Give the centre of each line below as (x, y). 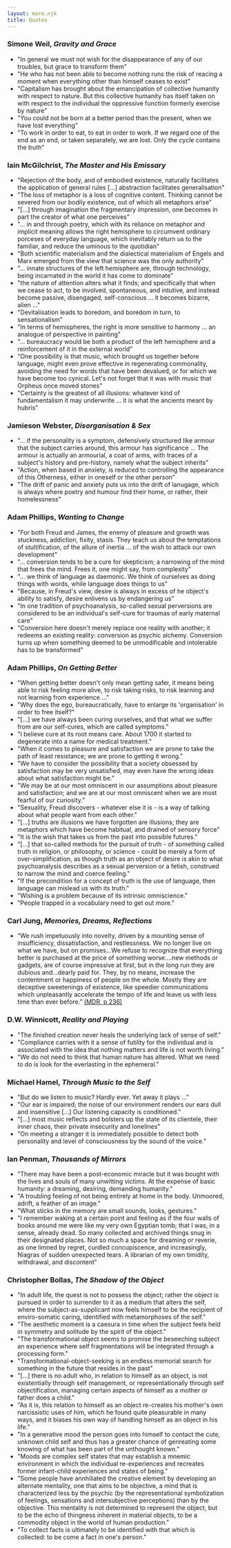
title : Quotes (28, 20)
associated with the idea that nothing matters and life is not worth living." (121, 1049)
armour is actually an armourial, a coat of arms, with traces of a (107, 455)
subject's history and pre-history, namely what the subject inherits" (113, 463)
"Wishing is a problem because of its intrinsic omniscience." (102, 895)
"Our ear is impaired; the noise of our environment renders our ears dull (119, 1104)
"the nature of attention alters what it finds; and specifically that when (116, 283)
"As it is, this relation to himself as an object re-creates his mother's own (120, 1405)
